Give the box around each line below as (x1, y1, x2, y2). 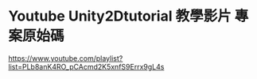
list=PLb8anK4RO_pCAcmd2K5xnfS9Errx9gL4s (8, 62, 165, 71)
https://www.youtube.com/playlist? (8, 53, 123, 63)
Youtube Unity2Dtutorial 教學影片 (8, 7, 232, 25)
